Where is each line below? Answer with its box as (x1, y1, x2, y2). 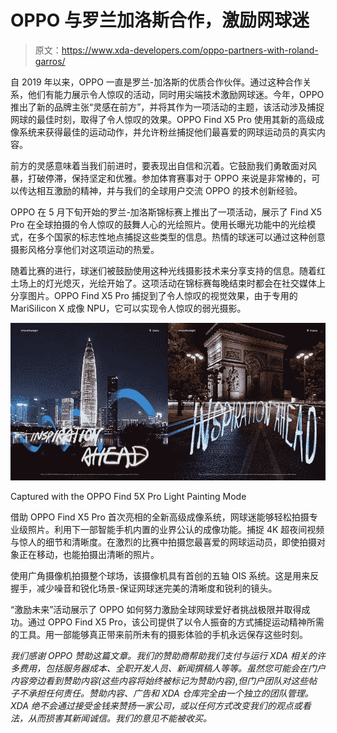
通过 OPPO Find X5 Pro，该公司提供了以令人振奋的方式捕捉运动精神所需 (27, 616, 325, 628)
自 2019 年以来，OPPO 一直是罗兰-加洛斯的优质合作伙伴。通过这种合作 (10, 76, 303, 88)
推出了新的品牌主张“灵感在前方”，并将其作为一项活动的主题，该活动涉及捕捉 (10, 101, 325, 113)
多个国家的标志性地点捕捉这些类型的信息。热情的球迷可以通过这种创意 (36, 231, 326, 243)
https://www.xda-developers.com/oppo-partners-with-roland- (61, 44, 319, 56)
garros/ (34, 55, 66, 67)
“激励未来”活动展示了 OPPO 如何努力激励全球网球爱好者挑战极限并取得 (10, 603, 302, 615)
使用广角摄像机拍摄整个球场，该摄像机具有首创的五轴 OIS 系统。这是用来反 (10, 569, 320, 581)
